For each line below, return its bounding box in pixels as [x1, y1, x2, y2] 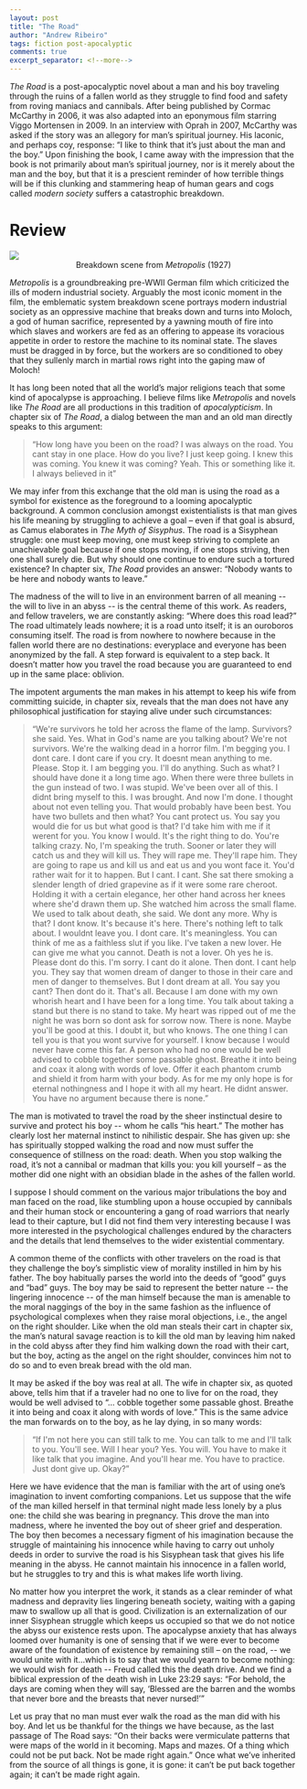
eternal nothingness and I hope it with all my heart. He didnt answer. [31, 1083, 289, 1094]
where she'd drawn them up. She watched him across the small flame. [31, 898, 297, 909]
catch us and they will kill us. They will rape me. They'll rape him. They [31, 850, 298, 861]
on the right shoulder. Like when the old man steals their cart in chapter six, [9, 1321, 293, 1332]
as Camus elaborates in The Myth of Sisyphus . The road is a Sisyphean [9, 524, 279, 535]
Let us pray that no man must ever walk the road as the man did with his [9, 1710, 281, 1721]
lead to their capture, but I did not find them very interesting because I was [9, 1216, 291, 1227]
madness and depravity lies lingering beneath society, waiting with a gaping [9, 1595, 295, 1606]
